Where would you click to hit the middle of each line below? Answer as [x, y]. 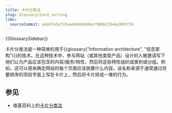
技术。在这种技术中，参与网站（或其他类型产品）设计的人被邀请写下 [93, 55]
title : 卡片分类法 [23, 10]
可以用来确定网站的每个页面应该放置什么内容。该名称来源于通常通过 [90, 68]
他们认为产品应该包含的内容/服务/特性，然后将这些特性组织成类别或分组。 [83, 62]
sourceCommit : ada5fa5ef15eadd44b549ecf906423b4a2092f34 [72, 24]
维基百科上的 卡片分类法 [37, 105]
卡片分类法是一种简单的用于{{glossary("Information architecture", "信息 [80, 49]
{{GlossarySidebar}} [27, 39]
